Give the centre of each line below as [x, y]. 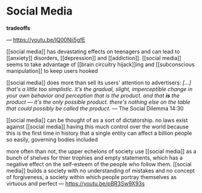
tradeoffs [18, 28]
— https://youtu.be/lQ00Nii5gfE [46, 39]
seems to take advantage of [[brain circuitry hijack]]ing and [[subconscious [101, 64]
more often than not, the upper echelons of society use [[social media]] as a [101, 151]
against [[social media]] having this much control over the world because [98, 126]
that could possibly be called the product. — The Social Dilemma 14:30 [95, 108]
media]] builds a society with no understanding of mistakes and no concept [101, 171]
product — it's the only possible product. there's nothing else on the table [98, 102]
